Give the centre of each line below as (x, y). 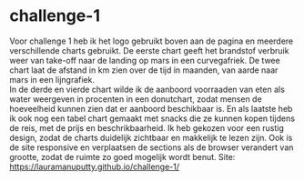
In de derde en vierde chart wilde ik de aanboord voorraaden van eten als (147, 89)
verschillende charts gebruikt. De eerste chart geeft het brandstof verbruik (149, 50)
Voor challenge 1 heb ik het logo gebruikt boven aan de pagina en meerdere (152, 41)
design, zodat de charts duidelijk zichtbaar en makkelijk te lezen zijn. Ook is (151, 137)
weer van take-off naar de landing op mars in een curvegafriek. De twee (145, 60)
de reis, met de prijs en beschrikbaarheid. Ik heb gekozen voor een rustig (147, 127)
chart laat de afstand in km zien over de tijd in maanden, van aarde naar (144, 70)
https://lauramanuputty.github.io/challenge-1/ (95, 166)
